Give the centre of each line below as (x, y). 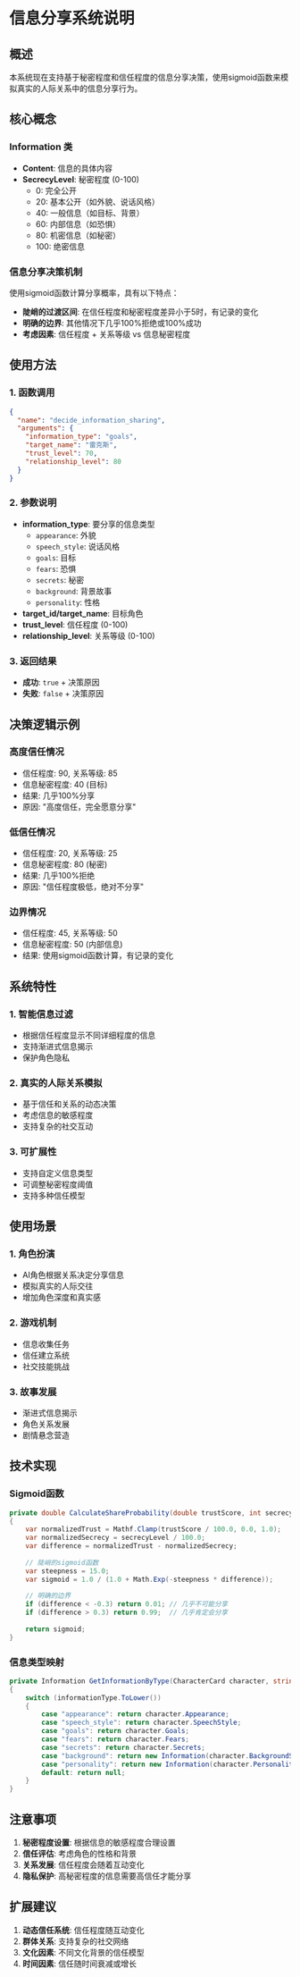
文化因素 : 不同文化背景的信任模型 (83, 1952)
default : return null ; (83, 1772)
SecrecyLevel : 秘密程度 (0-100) (81, 179)
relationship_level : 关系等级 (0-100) (88, 635)
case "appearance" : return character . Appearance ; (135, 1714)
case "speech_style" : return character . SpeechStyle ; (142, 1723)
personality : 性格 (68, 602)
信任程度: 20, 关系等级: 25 (70, 854)
